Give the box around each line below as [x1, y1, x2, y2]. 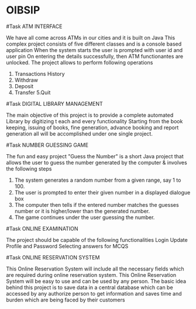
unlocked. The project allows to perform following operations [6, 59, 153, 66]
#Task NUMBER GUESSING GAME [6, 141, 89, 148]
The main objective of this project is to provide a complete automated [6, 112, 174, 119]
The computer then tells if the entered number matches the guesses [14, 201, 180, 208]
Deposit [14, 82, 34, 89]
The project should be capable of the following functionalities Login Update [6, 236, 188, 243]
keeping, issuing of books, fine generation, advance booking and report [6, 124, 179, 131]
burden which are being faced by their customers [6, 296, 125, 303]
